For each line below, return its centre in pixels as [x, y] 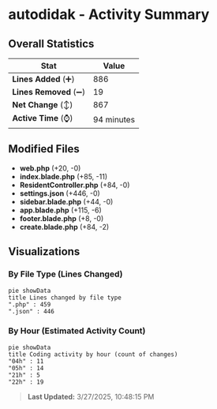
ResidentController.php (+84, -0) [75, 185]
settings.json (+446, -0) [60, 193]
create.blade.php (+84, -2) [64, 227]
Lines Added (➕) [43, 79]
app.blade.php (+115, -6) [61, 210]
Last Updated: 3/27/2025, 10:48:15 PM [91, 396]
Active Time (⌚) [43, 118]
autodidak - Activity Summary [109, 15]
